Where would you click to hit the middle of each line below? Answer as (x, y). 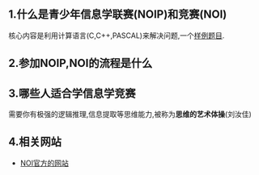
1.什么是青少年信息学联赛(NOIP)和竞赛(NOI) (118, 15)
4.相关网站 (35, 142)
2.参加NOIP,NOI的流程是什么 (81, 63)
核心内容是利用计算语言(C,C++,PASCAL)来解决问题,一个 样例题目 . (117, 35)
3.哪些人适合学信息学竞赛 (72, 93)
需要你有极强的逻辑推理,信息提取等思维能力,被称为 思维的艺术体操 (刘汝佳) (130, 115)
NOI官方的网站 (44, 163)
